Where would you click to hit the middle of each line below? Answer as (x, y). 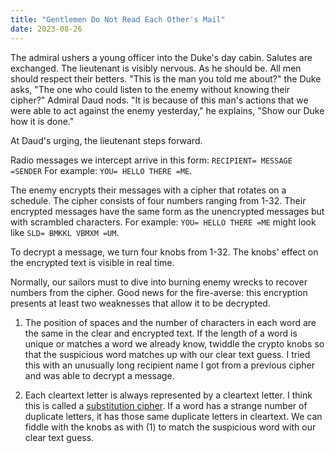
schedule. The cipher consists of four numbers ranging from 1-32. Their (158, 200)
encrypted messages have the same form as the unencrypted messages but (167, 211)
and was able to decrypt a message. (99, 375)
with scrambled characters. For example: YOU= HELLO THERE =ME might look (163, 222)
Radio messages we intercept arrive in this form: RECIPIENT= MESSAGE (151, 160)
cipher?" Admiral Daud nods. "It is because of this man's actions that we (159, 100)
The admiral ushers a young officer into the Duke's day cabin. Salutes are (161, 57)
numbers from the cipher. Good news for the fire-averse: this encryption (159, 292)
